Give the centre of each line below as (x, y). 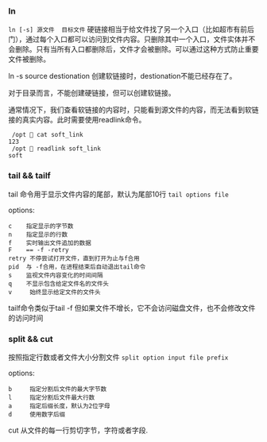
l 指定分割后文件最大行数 (52, 397)
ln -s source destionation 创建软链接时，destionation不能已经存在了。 (122, 76)
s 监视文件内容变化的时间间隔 (56, 275)
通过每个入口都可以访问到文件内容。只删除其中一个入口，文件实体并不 (140, 39)
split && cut (31, 339)
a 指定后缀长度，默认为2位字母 (59, 406)
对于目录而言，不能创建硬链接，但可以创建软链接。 (92, 93)
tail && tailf (30, 176)
